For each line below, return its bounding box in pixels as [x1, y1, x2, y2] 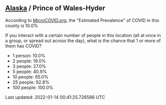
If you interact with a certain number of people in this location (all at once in [5, 32, 161, 38]
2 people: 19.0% [12, 57, 46, 64]
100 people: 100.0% [12, 84, 53, 90]
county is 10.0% [5, 22, 38, 28]
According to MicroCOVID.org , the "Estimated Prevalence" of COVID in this [5, 17, 159, 23]
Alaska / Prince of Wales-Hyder [5, 4, 105, 12]
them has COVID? [5, 42, 41, 49]
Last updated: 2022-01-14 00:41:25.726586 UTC [5, 94, 105, 100]
